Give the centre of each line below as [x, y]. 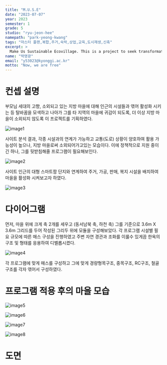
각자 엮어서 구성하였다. [40, 269]
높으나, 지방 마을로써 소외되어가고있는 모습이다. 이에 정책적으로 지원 [84, 145]
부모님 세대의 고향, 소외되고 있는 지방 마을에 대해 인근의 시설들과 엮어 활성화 [79, 106]
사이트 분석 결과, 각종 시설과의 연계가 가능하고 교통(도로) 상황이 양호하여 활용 [80, 139]
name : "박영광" [19, 56]
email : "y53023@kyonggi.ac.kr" [38, 61]
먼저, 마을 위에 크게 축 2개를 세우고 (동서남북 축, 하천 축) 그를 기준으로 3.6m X [81, 224]
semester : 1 [17, 24]
